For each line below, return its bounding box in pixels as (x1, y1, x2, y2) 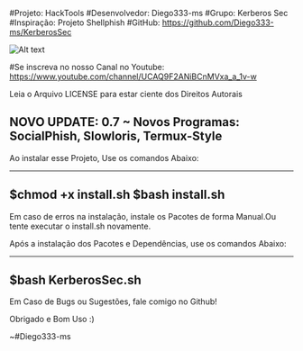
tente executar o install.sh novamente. (9, 220, 151, 231)
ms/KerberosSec (9, 27, 72, 37)
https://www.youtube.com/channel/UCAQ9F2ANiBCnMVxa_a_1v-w (9, 71, 257, 82)
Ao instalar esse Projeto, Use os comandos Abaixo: (9, 152, 199, 163)
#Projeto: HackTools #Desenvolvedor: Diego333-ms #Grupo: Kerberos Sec (9, 8, 289, 18)
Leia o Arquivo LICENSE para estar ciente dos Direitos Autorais (9, 89, 243, 99)
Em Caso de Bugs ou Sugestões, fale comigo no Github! (9, 296, 218, 307)
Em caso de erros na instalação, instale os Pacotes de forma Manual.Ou (9, 211, 277, 221)
